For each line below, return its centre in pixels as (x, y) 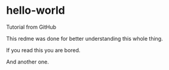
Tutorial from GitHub (31, 27)
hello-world (36, 10)
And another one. (28, 62)
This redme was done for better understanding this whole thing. (84, 38)
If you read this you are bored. (43, 50)
